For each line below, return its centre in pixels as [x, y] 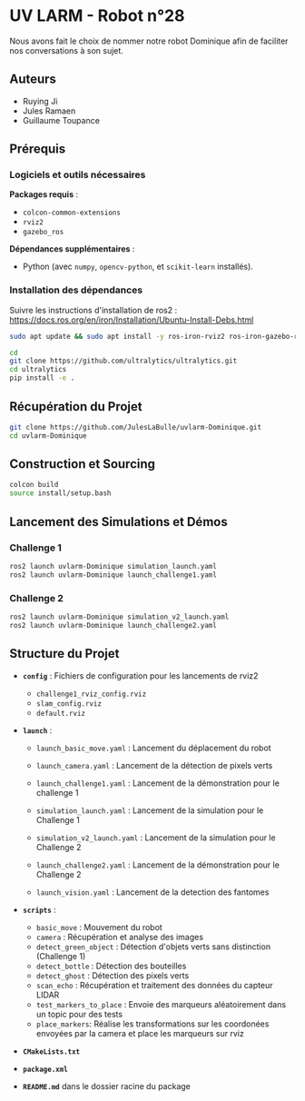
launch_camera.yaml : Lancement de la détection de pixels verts [154, 765]
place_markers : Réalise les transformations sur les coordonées [152, 1024]
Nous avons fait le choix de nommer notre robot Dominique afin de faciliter [149, 41]
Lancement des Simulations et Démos [119, 522]
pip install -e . [42, 378]
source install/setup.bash [60, 493]
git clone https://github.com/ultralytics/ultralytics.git [123, 361]
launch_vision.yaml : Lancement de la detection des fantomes [152, 892]
